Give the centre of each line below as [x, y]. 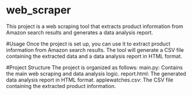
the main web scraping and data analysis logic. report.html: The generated [96, 73]
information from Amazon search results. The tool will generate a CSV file [95, 50]
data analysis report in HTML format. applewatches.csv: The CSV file [90, 80]
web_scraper [39, 10]
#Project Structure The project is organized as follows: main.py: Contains [95, 67]
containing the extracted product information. [61, 86]
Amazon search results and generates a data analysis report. [80, 32]
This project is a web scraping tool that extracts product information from [95, 26]
